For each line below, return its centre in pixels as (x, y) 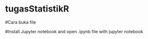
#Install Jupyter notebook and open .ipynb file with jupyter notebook (74, 31)
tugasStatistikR (37, 9)
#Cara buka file (21, 22)
